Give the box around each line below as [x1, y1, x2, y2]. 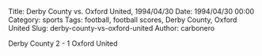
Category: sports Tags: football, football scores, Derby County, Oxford [8, 15, 237, 24]
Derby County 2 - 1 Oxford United [8, 39, 118, 48]
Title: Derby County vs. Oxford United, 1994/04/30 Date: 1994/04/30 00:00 [8, 7, 255, 16]
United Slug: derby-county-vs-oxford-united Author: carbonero [8, 24, 215, 32]
